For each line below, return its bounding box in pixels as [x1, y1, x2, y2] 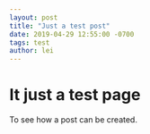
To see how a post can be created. [9, 114, 137, 125]
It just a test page [9, 85, 141, 105]
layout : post [9, 13, 58, 22]
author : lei [9, 46, 54, 55]
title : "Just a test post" [9, 21, 110, 30]
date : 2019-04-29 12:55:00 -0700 [9, 29, 135, 38]
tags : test [9, 38, 50, 47]
